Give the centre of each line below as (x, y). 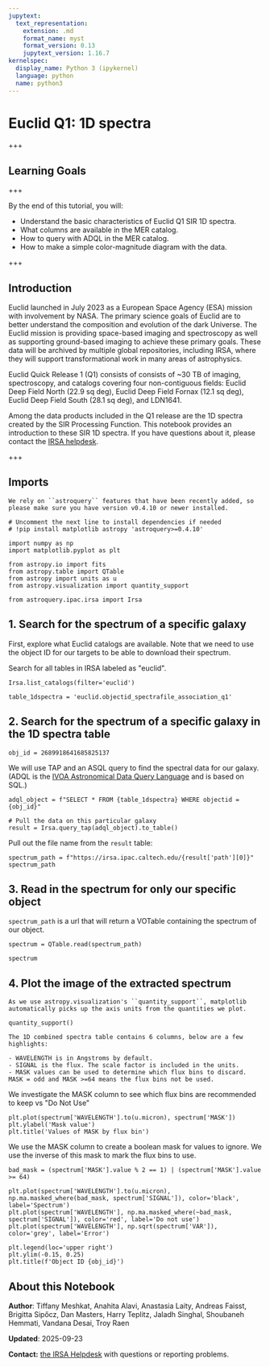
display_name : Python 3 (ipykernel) (77, 69)
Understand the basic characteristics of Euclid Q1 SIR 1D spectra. (128, 222)
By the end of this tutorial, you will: (66, 206)
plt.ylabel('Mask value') (52, 1125)
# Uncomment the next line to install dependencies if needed (115, 522)
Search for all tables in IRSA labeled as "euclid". (87, 668)
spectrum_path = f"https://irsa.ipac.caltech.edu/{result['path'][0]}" (131, 858)
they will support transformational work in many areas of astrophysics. (125, 359)
